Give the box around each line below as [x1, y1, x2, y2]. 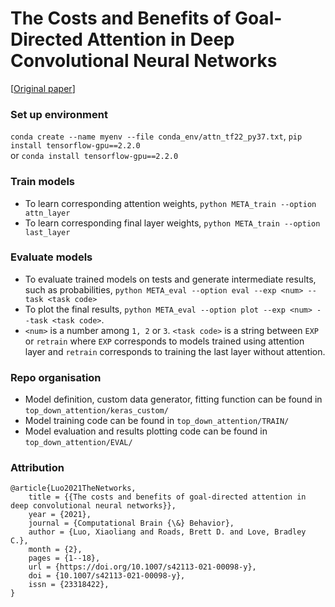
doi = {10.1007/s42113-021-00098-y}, [28, 571, 186, 581]
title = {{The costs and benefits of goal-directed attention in [28, 492, 307, 502]
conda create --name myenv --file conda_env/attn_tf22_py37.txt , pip [10, 130, 303, 142]
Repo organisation [10, 370, 102, 384]
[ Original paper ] [10, 82, 76, 94]
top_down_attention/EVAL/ [24, 438, 133, 448]
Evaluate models [10, 250, 93, 264]
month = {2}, [28, 545, 83, 555]
